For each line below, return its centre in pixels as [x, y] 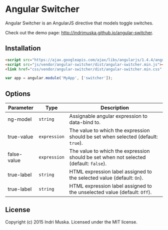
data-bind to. [85, 122]
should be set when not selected [107, 157]
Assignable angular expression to [108, 116]
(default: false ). [88, 164]
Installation [23, 48]
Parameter [21, 108]
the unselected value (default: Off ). [110, 192]
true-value [20, 137]
